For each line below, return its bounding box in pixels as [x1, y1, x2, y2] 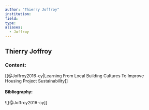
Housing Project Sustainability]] [5, 78, 68, 83]
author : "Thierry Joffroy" [5, 7, 60, 12]
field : [5, 16, 18, 21]
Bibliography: [5, 89, 33, 95]
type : [5, 20, 16, 26]
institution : [5, 12, 31, 16]
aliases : [5, 25, 23, 30]
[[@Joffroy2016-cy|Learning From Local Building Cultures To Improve [5, 73, 144, 79]
